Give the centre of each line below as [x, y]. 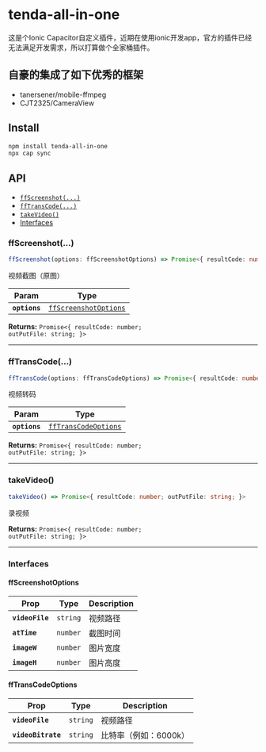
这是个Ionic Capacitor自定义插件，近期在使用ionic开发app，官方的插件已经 [130, 37]
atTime [25, 633]
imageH [25, 662]
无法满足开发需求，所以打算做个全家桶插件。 [81, 47]
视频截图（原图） [36, 276]
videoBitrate [37, 735]
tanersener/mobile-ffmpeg [63, 94]
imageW [25, 647]
